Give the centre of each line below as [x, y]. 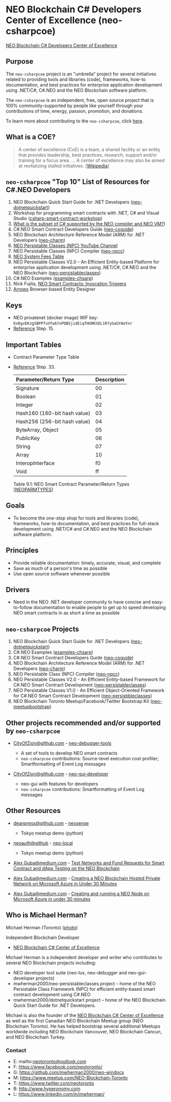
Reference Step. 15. [34, 328]
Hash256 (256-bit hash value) [53, 421]
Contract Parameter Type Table [46, 357]
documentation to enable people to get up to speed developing [100, 608]
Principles [22, 550]
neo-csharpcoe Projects [43, 629]
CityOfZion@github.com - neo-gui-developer [61, 774]
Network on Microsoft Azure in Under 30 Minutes [65, 883]
